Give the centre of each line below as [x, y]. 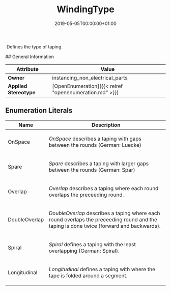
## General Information [30, 57]
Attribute [27, 69]
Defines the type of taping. [34, 46]
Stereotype [22, 92]
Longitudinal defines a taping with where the [102, 269]
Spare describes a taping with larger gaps [99, 163]
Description [106, 125]
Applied [18, 86]
